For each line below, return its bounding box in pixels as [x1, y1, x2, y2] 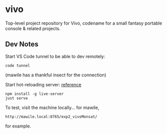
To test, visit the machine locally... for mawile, [5, 104, 99, 110]
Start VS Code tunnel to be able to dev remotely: [5, 53, 105, 59]
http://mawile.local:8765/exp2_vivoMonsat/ [5, 114, 98, 119]
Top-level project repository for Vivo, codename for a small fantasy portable [5, 20, 162, 26]
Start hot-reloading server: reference [5, 81, 82, 87]
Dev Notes [5, 40, 39, 49]
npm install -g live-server [5, 91, 64, 96]
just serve [5, 95, 28, 101]
